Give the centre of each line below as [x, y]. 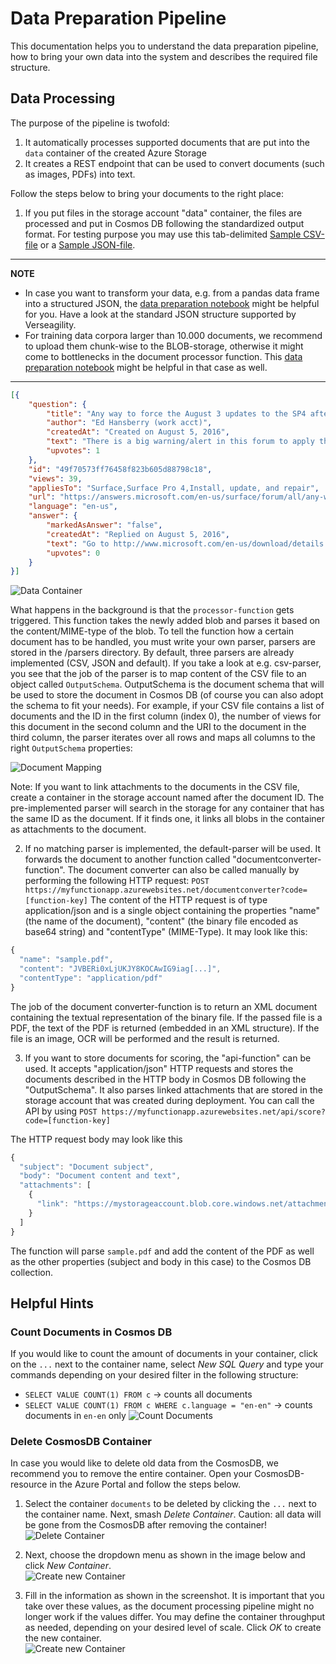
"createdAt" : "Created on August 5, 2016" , [138, 432]
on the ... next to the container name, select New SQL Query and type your [167, 1364]
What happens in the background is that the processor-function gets [152, 610]
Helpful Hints [52, 1303]
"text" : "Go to [78, 543]
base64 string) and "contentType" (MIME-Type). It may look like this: [166, 932]
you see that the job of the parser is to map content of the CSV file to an [158, 674]
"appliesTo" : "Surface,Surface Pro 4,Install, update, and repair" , [174, 488]
